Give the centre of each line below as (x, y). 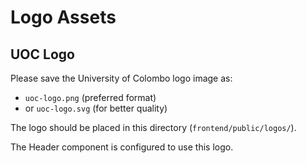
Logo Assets (63, 17)
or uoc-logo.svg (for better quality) (96, 108)
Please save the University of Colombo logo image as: (121, 78)
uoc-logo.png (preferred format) (90, 97)
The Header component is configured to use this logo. (122, 147)
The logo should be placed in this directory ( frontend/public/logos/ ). (153, 127)
